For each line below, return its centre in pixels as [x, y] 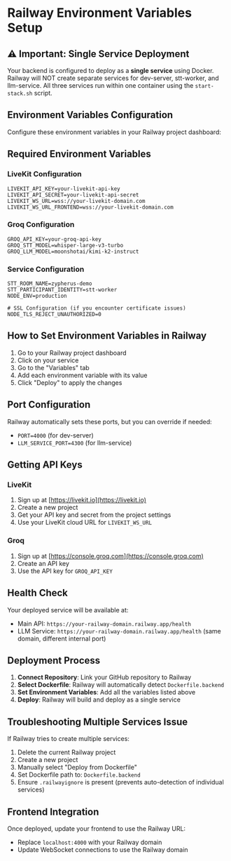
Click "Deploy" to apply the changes [70, 382]
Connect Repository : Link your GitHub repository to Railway [104, 677]
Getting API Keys [45, 465]
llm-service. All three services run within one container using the [100, 85]
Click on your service [48, 360]
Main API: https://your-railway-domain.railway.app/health [104, 624]
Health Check [38, 593]
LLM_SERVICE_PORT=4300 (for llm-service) [75, 442]
